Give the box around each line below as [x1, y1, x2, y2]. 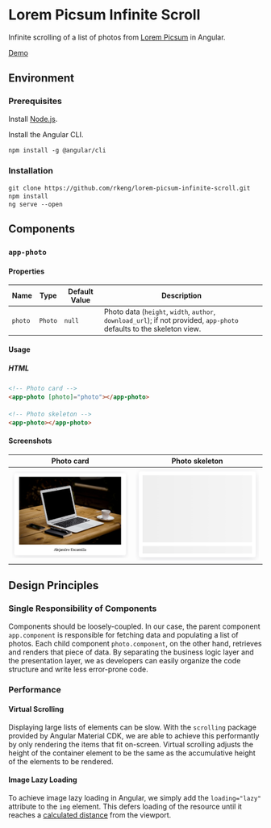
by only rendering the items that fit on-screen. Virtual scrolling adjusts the [8, 739, 254, 749]
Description [161, 291, 202, 300]
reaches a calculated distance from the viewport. [8, 809, 172, 820]
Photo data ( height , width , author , [103, 307, 216, 316]
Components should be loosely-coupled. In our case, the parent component [8, 621, 261, 631]
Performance [8, 684, 62, 696]
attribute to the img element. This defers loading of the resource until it [8, 801, 242, 811]
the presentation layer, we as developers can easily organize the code [8, 655, 241, 665]
